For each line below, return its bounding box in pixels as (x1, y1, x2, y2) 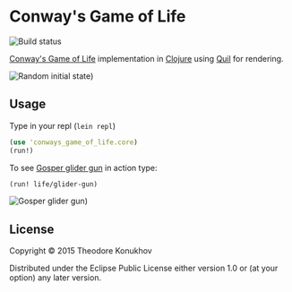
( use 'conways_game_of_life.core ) (9, 137, 139, 147)
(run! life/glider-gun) (9, 179, 99, 189)
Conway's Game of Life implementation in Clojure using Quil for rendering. (9, 53, 284, 64)
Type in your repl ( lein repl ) (9, 120, 116, 131)
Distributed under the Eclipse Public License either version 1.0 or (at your (9, 262, 279, 274)
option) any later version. (9, 272, 101, 283)
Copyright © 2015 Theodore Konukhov (9, 245, 152, 256)
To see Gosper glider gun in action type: (9, 162, 159, 173)
